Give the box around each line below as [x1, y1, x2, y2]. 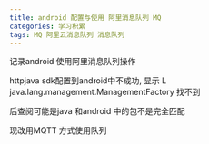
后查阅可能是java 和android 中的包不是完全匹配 [9, 106, 185, 117]
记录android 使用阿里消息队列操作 [9, 56, 136, 67]
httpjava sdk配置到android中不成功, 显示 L [9, 75, 167, 86]
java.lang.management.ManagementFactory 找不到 [9, 87, 201, 98]
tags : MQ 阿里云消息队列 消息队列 [9, 30, 125, 39]
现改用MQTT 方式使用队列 [9, 125, 107, 136]
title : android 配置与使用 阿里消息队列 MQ [9, 13, 162, 23]
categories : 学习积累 [9, 22, 86, 31]
